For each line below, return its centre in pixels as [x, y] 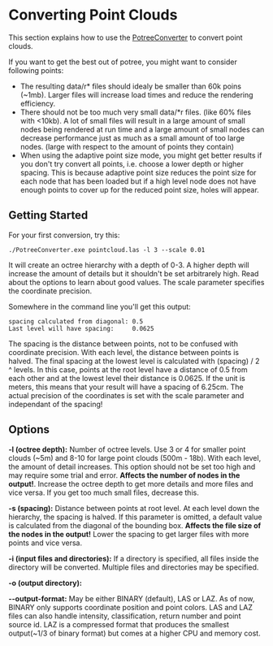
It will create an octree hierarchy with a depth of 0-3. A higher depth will [129, 265]
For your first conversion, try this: [64, 235]
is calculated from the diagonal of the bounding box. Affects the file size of [135, 525]
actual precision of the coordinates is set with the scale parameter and [126, 395]
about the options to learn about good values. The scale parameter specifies [136, 282]
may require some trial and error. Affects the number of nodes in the [124, 475]
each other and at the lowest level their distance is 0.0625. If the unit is [127, 378]
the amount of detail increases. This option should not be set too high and [132, 466]
